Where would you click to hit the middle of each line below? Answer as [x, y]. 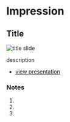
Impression [36, 11]
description [21, 60]
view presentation [38, 72]
